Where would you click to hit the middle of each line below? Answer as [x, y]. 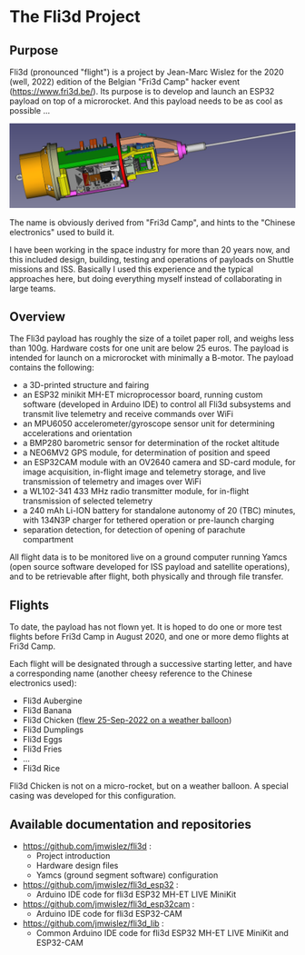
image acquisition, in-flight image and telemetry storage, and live [144, 472]
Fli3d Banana [47, 711]
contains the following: [52, 368]
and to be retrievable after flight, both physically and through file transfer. [147, 577]
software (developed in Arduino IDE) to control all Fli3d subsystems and [157, 404]
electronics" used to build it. [62, 232]
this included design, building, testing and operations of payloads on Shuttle [152, 259]
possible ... [30, 110]
